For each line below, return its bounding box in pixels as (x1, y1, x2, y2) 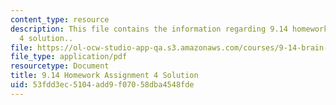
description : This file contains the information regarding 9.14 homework (10, 24, 329, 34)
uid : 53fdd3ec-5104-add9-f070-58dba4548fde (10, 80, 195, 90)
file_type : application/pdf (10, 52, 128, 62)
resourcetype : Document (10, 61, 110, 71)
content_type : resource (10, 14, 110, 25)
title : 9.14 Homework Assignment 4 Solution (10, 71, 199, 81)
